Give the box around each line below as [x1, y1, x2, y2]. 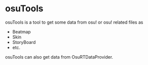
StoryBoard [12, 39, 36, 45]
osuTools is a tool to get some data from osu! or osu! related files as [5, 19, 144, 25]
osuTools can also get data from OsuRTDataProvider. [5, 54, 113, 60]
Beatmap [12, 29, 31, 34]
